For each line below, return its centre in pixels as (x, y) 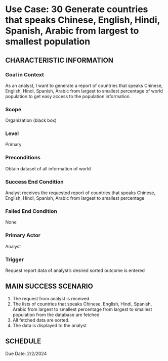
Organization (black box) (31, 120)
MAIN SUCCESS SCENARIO (49, 286)
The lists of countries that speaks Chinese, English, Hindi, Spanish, (82, 304)
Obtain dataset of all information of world (48, 168)
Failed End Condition (31, 211)
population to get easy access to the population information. (68, 96)
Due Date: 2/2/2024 (26, 353)
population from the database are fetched (56, 314)
